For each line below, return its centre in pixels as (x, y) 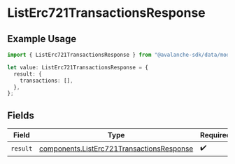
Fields (21, 115)
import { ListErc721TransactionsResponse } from (79, 55)
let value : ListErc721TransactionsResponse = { (78, 67)
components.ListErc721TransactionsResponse (116, 149)
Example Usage (42, 39)
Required (216, 135)
